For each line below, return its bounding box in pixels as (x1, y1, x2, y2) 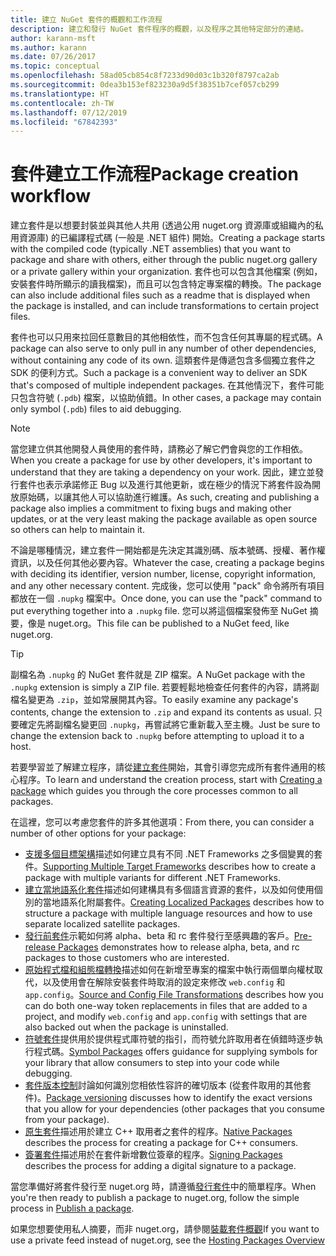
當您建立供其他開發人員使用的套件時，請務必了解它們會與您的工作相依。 (10, 443, 308, 455)
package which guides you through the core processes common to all (10, 785, 298, 797)
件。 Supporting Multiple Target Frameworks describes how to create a (24, 861, 317, 873)
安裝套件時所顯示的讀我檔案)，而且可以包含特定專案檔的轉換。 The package (10, 278, 322, 290)
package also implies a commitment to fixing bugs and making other (10, 502, 292, 515)
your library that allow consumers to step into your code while (24, 1057, 280, 1069)
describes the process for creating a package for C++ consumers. (24, 1137, 299, 1149)
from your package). (24, 1114, 110, 1126)
